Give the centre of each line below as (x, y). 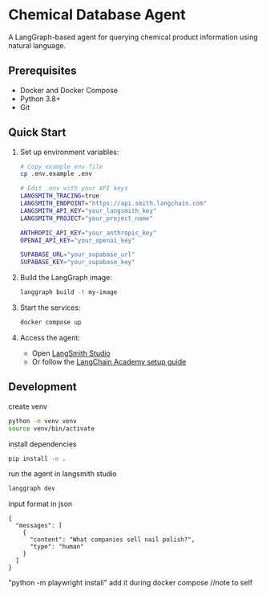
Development (43, 387)
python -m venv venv (43, 421)
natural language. (37, 45)
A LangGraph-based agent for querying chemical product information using (133, 37)
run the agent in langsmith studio (63, 474)
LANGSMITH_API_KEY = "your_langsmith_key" (88, 210)
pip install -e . (37, 458)
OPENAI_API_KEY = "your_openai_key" (77, 240)
